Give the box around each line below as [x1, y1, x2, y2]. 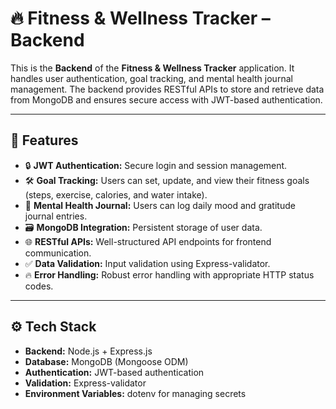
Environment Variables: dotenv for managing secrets [24, 387, 247, 399]
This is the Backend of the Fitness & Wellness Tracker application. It [10, 62, 295, 74]
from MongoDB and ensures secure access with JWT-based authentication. [10, 93, 323, 106]
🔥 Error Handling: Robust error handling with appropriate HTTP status [24, 268, 315, 281]
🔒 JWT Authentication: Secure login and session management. [24, 159, 288, 171]
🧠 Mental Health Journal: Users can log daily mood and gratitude [24, 199, 296, 211]
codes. [24, 280, 54, 292]
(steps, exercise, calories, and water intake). [24, 188, 208, 201]
